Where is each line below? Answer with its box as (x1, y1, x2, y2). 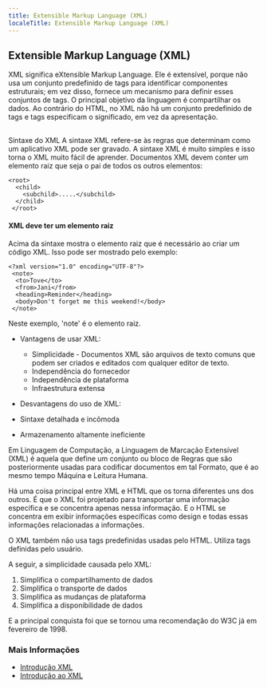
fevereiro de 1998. (8, 624, 68, 634)
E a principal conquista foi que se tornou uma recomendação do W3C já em (8, 615, 257, 625)
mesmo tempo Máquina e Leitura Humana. (8, 470, 148, 480)
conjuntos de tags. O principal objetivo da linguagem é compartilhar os (8, 95, 241, 105)
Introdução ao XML (19, 671, 84, 681)
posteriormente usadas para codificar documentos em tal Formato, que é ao (8, 462, 259, 472)
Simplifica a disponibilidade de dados (19, 600, 143, 610)
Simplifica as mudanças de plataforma (19, 591, 146, 601)
